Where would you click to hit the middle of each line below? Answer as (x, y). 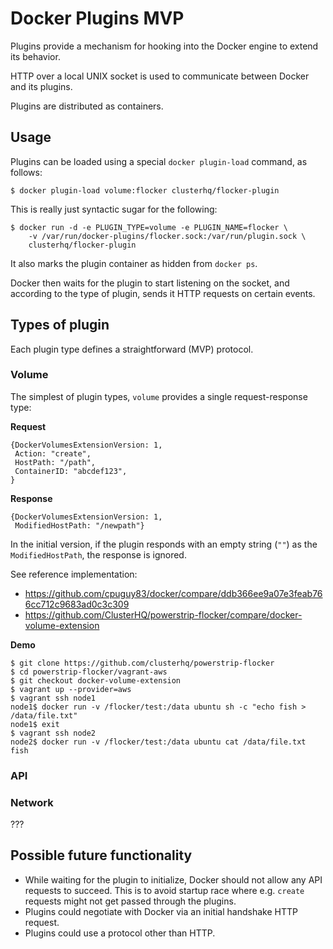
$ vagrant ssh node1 (53, 698)
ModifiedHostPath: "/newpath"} (79, 525)
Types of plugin (60, 325)
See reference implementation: (74, 574)
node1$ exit (35, 724)
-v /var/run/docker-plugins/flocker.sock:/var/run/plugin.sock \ (167, 236)
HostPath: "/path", (55, 462)
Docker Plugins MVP (97, 18)
